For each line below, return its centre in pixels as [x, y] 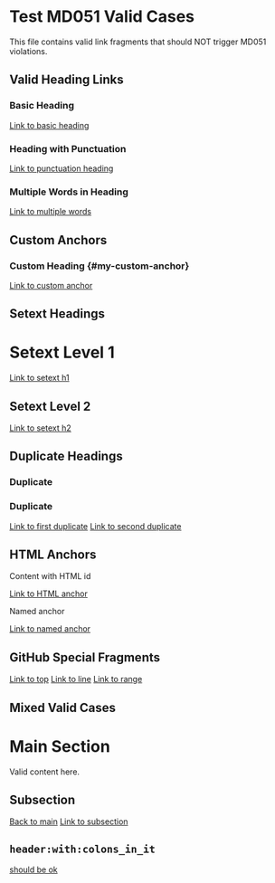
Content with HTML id [50, 576]
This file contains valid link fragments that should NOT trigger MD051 [138, 42]
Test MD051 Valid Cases [102, 17]
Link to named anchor [50, 629]
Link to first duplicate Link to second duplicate [95, 526]
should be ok [33, 869]
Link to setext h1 [39, 378]
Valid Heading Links [66, 80]
